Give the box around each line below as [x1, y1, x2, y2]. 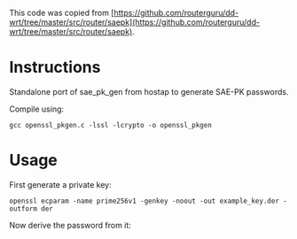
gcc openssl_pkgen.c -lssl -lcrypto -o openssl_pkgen [9, 120, 213, 129]
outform [9, 204, 38, 213]
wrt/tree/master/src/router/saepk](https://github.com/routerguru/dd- [9, 17, 260, 27]
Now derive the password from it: [9, 220, 131, 230]
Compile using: [9, 104, 65, 114]
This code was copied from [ [9, 8, 114, 18]
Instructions [9, 58, 101, 78]
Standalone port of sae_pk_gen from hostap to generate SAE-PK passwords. [9, 86, 289, 96]
